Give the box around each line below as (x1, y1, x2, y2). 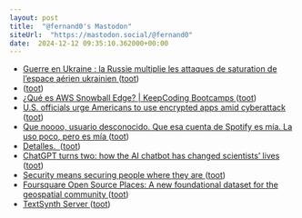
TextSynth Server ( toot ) (22, 199, 111, 210)
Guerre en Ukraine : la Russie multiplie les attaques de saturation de (22, 64, 277, 74)
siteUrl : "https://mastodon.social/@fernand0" (9, 30, 194, 39)
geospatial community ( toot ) (22, 189, 129, 200)
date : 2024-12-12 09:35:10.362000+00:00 (9, 38, 169, 48)
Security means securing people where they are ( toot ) (22, 170, 226, 181)
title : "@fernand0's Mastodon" (9, 22, 132, 31)
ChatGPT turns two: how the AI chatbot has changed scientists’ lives (22, 151, 280, 162)
